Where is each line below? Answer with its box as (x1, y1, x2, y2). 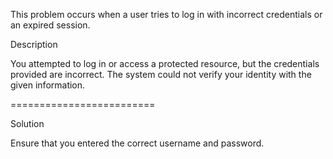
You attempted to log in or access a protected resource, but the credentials (10, 58, 320, 69)
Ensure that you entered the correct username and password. (10, 137, 265, 149)
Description (10, 39, 58, 50)
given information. (10, 79, 86, 91)
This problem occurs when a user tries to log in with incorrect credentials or (10, 9, 323, 20)
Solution (10, 118, 45, 129)
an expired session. (10, 19, 91, 31)
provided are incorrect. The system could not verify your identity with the (10, 69, 312, 80)
